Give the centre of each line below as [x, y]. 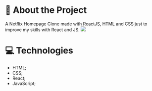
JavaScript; [24, 83]
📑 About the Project [46, 10]
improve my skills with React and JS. [43, 30]
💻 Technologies [39, 51]
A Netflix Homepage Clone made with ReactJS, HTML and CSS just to [76, 24]
